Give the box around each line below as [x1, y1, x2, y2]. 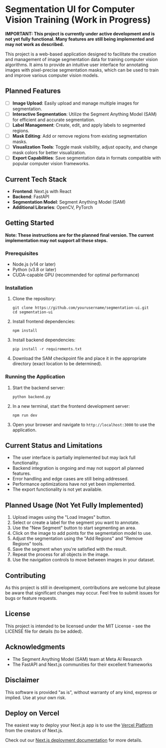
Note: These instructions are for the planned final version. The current [5, 232, 154, 238]
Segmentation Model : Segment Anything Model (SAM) [12, 199, 126, 205]
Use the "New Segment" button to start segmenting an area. [12, 525, 137, 531]
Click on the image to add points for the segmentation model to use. [12, 530, 152, 536]
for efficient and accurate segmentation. [12, 117, 96, 123]
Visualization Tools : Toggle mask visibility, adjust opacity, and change [12, 144, 158, 150]
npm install [12, 328, 37, 333]
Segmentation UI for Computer [5, 4, 135, 15]
